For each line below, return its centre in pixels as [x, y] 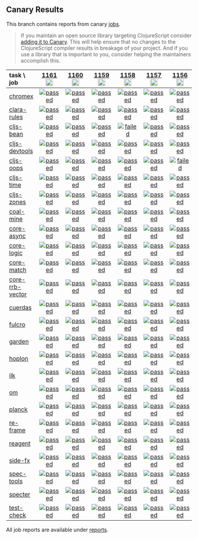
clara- [18, 109]
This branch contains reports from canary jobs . [63, 24]
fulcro [17, 324]
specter [20, 494]
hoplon [19, 358]
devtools [21, 151]
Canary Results [35, 10]
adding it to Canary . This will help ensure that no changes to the [98, 41]
